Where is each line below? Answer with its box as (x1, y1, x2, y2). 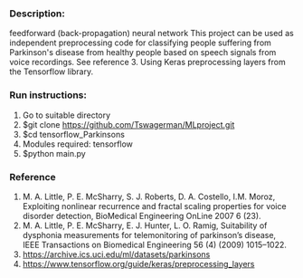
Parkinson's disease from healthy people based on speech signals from (9, 47, 277, 58)
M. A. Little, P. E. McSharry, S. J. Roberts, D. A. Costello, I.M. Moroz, (22, 191, 276, 202)
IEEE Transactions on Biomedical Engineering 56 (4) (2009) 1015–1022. (22, 239, 288, 250)
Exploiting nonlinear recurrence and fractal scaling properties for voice (22, 200, 287, 211)
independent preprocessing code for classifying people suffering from (9, 37, 271, 48)
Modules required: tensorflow (22, 139, 134, 149)
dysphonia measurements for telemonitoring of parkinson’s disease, (22, 229, 277, 240)
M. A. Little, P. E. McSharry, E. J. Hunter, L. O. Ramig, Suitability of (22, 220, 268, 231)
